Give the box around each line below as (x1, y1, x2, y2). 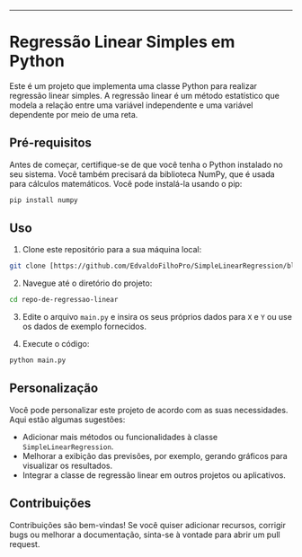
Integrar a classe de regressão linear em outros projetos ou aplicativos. (22, 469, 286, 481)
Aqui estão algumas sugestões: (9, 414, 126, 425)
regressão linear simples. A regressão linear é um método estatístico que (9, 90, 280, 101)
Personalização (9, 381, 99, 396)
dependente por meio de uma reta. (9, 109, 138, 119)
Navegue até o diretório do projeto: (22, 278, 153, 288)
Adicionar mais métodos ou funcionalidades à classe (22, 431, 218, 442)
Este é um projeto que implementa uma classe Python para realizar (9, 80, 258, 91)
